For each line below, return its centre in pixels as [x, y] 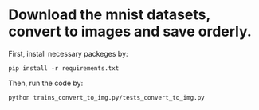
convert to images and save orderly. [130, 31]
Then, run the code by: [46, 83]
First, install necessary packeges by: [69, 53]
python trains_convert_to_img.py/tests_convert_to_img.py [106, 97]
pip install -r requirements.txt [64, 68]
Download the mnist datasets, [110, 15]
